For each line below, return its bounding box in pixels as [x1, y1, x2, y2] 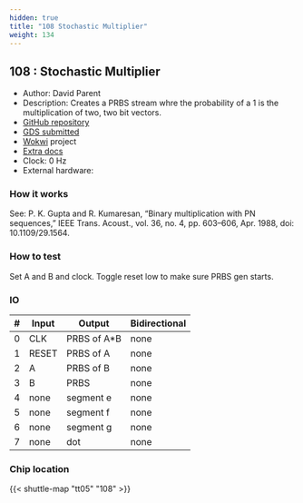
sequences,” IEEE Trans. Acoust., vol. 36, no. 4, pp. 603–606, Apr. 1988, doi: [9, 218, 295, 229]
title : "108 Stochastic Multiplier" [9, 22, 148, 31]
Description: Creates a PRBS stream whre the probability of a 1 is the [22, 97, 279, 109]
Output [78, 317, 110, 330]
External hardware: [22, 165, 93, 176]
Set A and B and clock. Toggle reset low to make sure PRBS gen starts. [9, 271, 274, 281]
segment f [66, 406, 111, 419]
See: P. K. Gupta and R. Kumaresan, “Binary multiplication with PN [9, 208, 256, 219]
